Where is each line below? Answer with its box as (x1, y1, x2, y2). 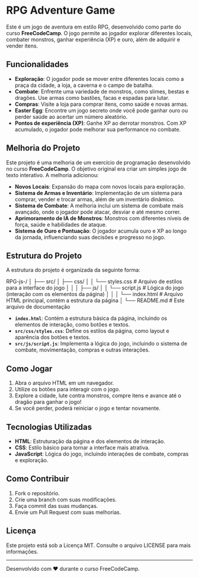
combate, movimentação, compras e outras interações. (14, 346, 150, 354)
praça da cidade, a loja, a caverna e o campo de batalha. (14, 81, 153, 89)
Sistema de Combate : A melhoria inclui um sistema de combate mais (14, 202, 184, 209)
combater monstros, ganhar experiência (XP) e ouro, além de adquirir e (6, 36, 181, 43)
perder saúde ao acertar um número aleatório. (14, 113, 128, 120)
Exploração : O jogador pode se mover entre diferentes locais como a (14, 75, 184, 82)
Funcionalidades (6, 59, 69, 70)
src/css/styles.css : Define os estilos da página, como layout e (14, 328, 170, 335)
